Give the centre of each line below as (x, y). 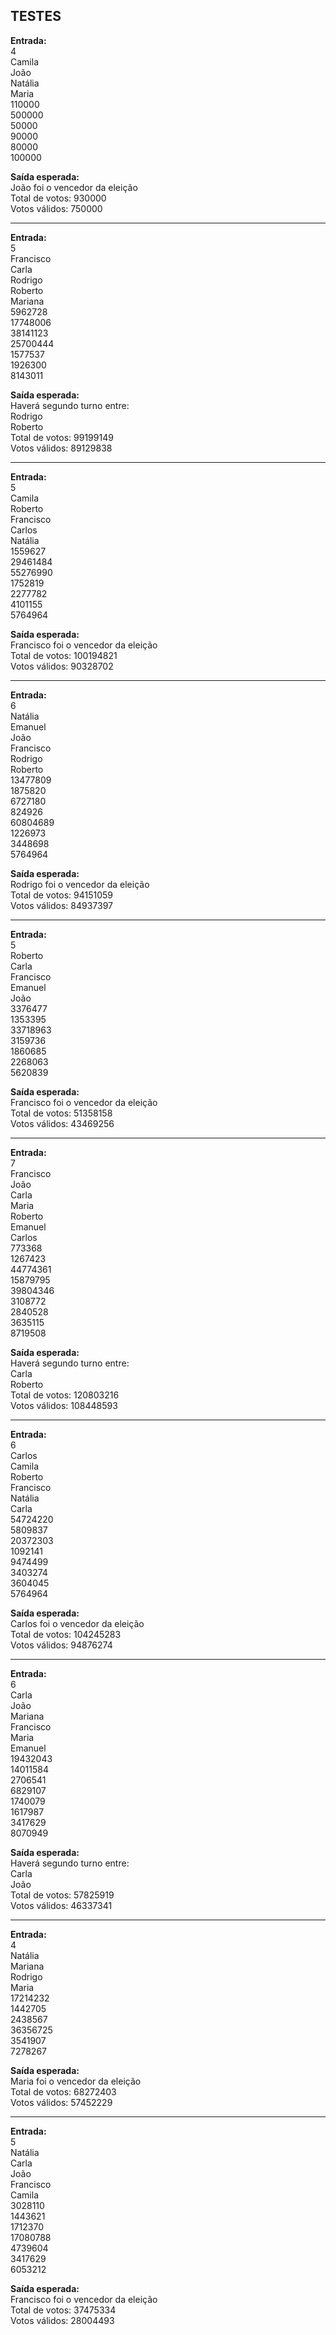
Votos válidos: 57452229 (61, 2102)
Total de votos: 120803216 (65, 1395)
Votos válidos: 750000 (56, 208)
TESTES (36, 16)
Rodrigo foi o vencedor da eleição (80, 884)
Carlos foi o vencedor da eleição (77, 1623)
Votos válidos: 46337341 (61, 1905)
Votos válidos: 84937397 (61, 905)
